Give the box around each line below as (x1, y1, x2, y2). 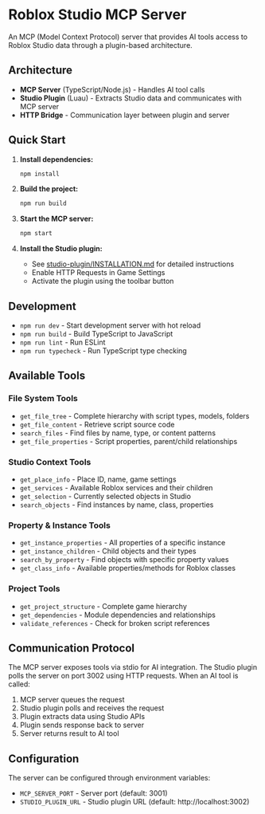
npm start (19, 230, 53, 238)
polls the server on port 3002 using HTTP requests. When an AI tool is (8, 671, 239, 681)
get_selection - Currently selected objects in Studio (19, 491, 191, 501)
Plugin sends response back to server (19, 720, 145, 730)
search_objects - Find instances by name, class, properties (19, 500, 214, 509)
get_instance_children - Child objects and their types (19, 546, 197, 556)
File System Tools (8, 393, 78, 404)
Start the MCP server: (19, 214, 94, 224)
